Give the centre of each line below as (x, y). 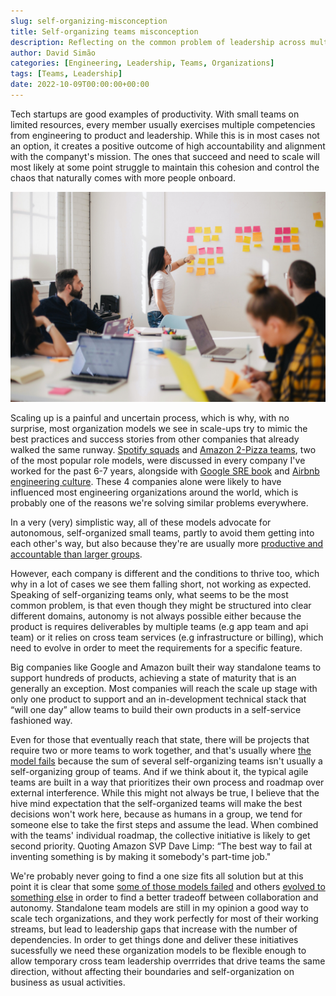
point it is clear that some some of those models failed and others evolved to (168, 886)
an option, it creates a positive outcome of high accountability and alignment (168, 146)
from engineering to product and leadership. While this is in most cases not (165, 135)
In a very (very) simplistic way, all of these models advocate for (141, 522)
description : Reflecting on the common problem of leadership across (158, 42)
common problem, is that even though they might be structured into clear (161, 605)
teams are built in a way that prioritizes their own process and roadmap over (167, 782)
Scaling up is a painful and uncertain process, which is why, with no (150, 417)
